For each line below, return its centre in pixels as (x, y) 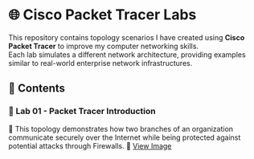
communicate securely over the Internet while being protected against (125, 137)
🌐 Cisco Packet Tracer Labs (102, 15)
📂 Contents (37, 89)
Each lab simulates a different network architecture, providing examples (127, 55)
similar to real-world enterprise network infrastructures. (100, 63)
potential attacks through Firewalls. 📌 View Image (90, 145)
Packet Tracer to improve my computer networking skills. (104, 46)
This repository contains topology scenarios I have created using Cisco (127, 37)
